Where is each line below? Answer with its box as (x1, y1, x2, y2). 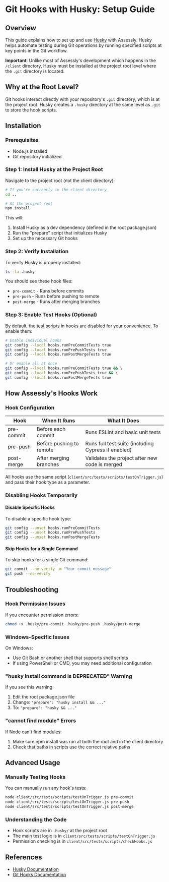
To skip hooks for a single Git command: (5, 557, 89, 563)
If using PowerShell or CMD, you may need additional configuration (12, 660, 152, 666)
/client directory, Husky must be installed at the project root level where (5, 63, 156, 69)
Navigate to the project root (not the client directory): (5, 178, 115, 184)
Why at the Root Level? (5, 83, 79, 91)
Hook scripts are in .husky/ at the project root (12, 828, 107, 834)
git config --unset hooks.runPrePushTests (5, 530, 96, 535)
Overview (5, 24, 37, 32)
